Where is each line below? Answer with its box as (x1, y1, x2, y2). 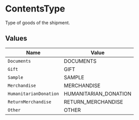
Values (5, 34, 27, 43)
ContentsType (5, 3, 65, 15)
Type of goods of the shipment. (5, 20, 70, 26)
